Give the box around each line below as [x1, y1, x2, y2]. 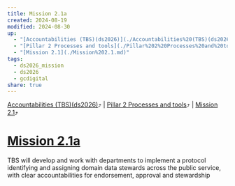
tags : [7, 56, 23, 63]
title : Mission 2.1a [7, 10, 68, 17]
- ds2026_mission [13, 62, 64, 69]
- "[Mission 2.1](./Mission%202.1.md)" [13, 49, 130, 56]
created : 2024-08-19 [7, 17, 68, 24]
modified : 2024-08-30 [7, 23, 71, 30]
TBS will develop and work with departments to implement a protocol [7, 156, 206, 164]
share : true [7, 82, 42, 88]
